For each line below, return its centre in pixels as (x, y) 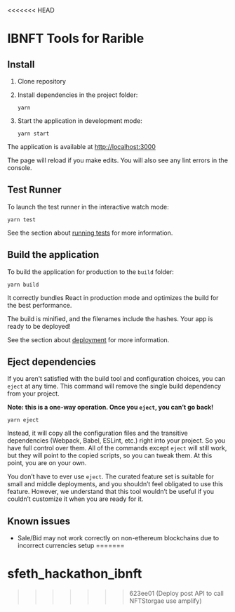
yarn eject (23, 420)
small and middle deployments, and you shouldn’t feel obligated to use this (115, 484)
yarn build (23, 285)
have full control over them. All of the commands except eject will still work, (117, 448)
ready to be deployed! (39, 326)
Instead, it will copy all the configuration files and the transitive (98, 433)
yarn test (22, 220)
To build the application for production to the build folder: (90, 272)
